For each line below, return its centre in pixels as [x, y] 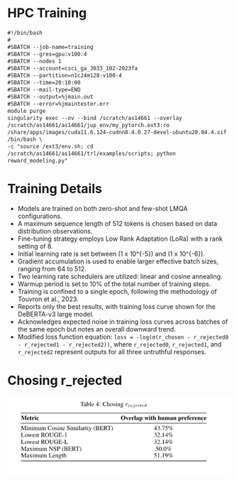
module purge [27, 111]
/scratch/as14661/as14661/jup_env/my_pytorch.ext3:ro [89, 125]
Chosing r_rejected [65, 381]
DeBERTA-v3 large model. [56, 314]
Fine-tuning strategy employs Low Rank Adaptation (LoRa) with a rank [120, 239]
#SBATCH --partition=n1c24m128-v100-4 [65, 75]
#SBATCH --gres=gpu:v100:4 [47, 54]
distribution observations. [55, 231]
